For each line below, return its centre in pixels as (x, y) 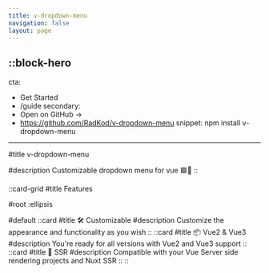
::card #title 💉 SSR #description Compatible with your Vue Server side (123, 252)
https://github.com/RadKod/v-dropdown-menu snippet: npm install (130, 123)
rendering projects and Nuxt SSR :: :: (69, 261)
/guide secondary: (50, 106)
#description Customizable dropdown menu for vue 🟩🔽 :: (103, 170)
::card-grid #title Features (51, 189)
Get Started (39, 97)
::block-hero (40, 63)
